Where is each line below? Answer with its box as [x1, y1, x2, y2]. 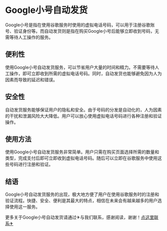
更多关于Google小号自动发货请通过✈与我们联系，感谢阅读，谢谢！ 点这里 [5, 214, 155, 221]
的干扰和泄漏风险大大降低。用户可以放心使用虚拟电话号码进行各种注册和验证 [5, 113, 162, 119]
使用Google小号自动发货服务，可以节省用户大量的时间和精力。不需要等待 [5, 64, 155, 70]
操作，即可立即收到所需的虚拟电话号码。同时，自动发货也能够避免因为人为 [9, 70, 162, 76]
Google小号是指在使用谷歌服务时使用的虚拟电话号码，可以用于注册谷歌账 [5, 22, 155, 28]
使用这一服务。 [9, 204, 40, 210]
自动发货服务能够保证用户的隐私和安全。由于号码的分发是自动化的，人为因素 [5, 107, 162, 113]
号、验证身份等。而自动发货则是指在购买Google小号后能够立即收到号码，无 [5, 28, 160, 34]
